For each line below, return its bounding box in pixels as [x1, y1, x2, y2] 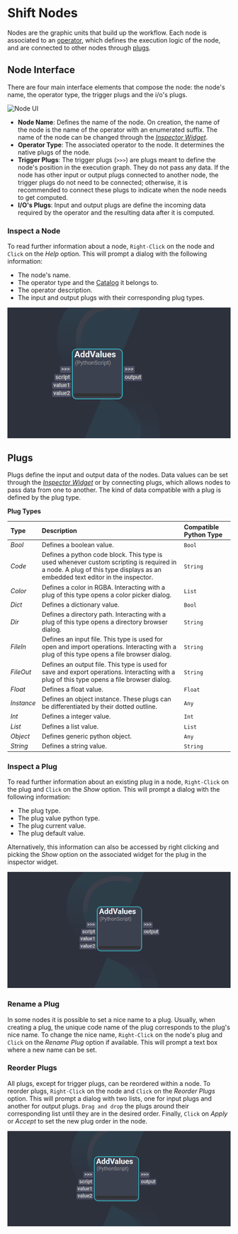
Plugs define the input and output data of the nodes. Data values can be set [7, 471, 228, 479]
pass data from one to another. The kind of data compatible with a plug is [7, 486, 222, 494]
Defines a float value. [41, 685, 104, 693]
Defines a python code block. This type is [41, 551, 163, 559]
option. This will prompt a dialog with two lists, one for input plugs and [7, 1094, 212, 1103]
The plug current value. [17, 821, 86, 830]
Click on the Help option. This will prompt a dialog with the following [7, 249, 208, 258]
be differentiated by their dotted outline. [41, 702, 158, 711]
